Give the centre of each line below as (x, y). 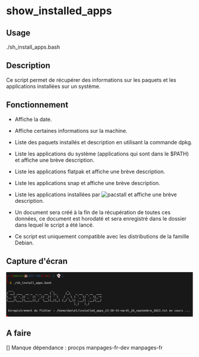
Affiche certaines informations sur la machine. (71, 130)
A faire (19, 333)
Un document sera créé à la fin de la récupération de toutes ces (92, 212)
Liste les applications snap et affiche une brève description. (87, 183)
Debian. (24, 243)
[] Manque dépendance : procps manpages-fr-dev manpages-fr (84, 348)
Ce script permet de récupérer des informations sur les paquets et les (91, 80)
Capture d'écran (37, 261)
